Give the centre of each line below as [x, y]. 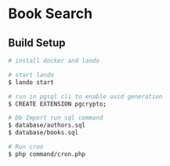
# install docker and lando [54, 61]
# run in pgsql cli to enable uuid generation [85, 96]
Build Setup [37, 43]
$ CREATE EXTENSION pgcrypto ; [58, 104]
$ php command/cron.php [47, 154]
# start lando [31, 75]
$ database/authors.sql [47, 125]
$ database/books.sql [43, 133]
